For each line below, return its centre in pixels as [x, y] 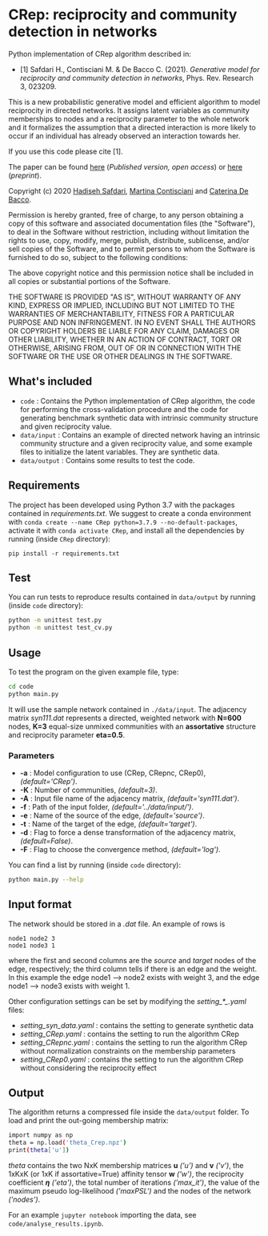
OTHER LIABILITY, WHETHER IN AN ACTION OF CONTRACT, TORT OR [125, 339]
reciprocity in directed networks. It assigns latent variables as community [129, 110]
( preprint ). [25, 175]
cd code [21, 686]
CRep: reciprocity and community [123, 15]
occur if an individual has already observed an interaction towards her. [124, 136]
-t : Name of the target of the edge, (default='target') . [108, 824]
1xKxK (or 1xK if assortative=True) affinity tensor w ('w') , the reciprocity [126, 1174]
